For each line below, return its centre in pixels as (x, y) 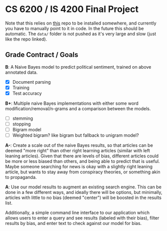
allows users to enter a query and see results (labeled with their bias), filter (82, 218)
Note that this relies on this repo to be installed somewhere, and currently (81, 23)
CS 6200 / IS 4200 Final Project (72, 9)
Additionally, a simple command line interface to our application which (77, 213)
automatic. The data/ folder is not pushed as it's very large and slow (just (81, 34)
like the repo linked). (26, 39)
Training (21, 87)
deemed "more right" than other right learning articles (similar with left (77, 151)
